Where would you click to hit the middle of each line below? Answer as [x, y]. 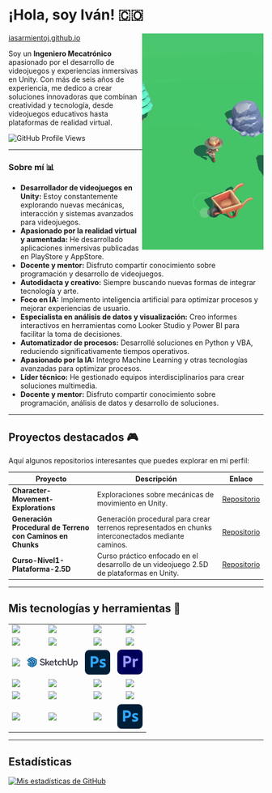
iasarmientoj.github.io [45, 37]
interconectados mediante [140, 536]
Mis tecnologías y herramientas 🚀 [95, 609]
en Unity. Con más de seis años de [66, 79]
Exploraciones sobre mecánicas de [155, 495]
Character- [32, 490]
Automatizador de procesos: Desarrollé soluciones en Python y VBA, [136, 343]
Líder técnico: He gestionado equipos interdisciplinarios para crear [132, 377]
